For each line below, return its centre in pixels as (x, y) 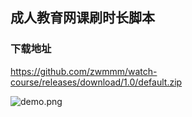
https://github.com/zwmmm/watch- (84, 71)
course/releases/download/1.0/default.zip (96, 82)
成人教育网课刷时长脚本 (82, 18)
